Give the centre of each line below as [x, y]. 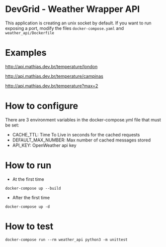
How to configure [42, 106]
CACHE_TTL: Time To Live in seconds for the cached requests [76, 134]
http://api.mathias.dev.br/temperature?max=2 [52, 86]
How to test [29, 226]
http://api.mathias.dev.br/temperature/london [51, 66]
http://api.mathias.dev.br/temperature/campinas [54, 76]
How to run [28, 165]
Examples [26, 53]
